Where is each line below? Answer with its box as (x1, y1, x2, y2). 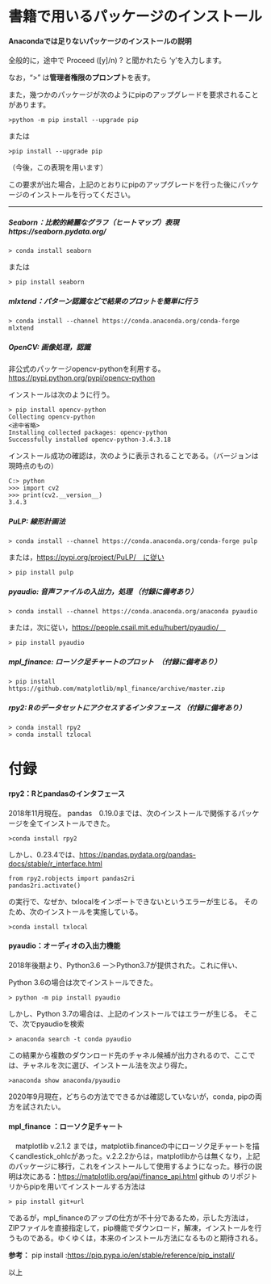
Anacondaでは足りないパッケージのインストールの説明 (8, 36, 192, 45)
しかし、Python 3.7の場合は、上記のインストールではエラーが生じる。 (8, 1008, 242, 1018)
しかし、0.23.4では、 (8, 849, 80, 859)
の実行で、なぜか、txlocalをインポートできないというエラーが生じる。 (8, 896, 242, 906)
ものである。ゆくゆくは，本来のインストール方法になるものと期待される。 (15, 1233, 263, 1243)
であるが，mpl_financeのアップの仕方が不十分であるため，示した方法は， (8, 1213, 252, 1223)
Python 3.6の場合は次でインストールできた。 (8, 977, 157, 987)
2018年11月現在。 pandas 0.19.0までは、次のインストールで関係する (8, 808, 239, 818)
